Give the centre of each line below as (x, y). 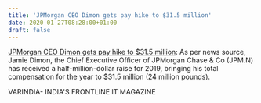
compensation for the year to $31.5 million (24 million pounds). (109, 77)
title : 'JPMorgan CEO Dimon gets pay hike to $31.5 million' (110, 15)
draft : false (29, 30)
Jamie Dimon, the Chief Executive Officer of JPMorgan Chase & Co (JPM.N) (131, 60)
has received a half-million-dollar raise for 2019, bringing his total (113, 69)
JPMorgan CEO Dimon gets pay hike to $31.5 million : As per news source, (127, 52)
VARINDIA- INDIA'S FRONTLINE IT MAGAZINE (82, 92)
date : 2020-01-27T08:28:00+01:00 (63, 23)
